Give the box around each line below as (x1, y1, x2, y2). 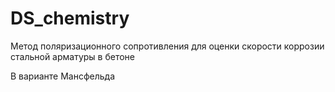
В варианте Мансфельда (10, 70, 116, 82)
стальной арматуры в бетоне (10, 50, 136, 62)
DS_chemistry (10, 7, 130, 30)
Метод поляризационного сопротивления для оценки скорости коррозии (10, 40, 325, 52)
